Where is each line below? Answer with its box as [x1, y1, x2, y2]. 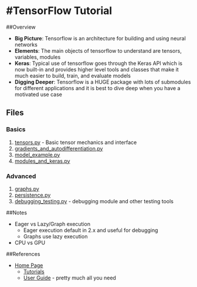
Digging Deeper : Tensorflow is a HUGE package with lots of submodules [14, 78, 191, 86]
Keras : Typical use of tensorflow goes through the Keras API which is [14, 60, 183, 67]
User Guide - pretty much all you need [23, 274, 116, 281]
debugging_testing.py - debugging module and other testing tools [14, 197, 174, 204]
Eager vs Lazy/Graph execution [14, 220, 91, 227]
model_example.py [14, 151, 60, 158]
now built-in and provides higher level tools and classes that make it [14, 66, 179, 73]
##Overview [6, 23, 36, 30]
